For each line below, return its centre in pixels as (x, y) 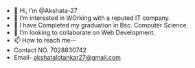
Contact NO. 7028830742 (50, 50)
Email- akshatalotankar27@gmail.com (67, 57)
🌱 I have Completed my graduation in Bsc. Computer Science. (101, 25)
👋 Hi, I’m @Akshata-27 (45, 11)
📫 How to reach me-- (45, 40)
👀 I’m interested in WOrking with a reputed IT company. (92, 18)
